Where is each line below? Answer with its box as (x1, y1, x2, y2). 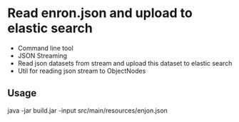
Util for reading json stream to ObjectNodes (17, 66, 146, 75)
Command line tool (17, 44, 73, 52)
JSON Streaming (17, 51, 68, 60)
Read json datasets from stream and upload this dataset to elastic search (17, 59, 233, 67)
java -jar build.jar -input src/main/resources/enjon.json (7, 106, 168, 115)
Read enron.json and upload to (7, 5, 193, 21)
